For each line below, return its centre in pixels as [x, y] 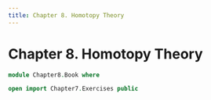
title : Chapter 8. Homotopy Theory [66, 15]
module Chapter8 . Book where [54, 75]
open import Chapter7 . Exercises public [73, 89]
